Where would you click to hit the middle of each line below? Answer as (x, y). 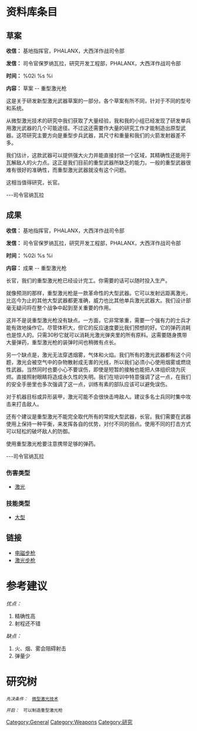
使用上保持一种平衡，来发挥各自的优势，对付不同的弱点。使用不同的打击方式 (98, 423)
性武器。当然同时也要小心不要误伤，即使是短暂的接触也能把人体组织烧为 (93, 369)
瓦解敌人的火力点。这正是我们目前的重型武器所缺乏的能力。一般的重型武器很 (98, 163)
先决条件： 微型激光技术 (32, 699)
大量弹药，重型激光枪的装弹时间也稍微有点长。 (62, 342)
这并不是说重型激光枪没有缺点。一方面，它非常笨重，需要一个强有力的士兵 (96, 320)
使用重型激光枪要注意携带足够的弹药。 (52, 443)
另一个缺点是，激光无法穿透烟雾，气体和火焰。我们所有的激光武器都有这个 (96, 355)
